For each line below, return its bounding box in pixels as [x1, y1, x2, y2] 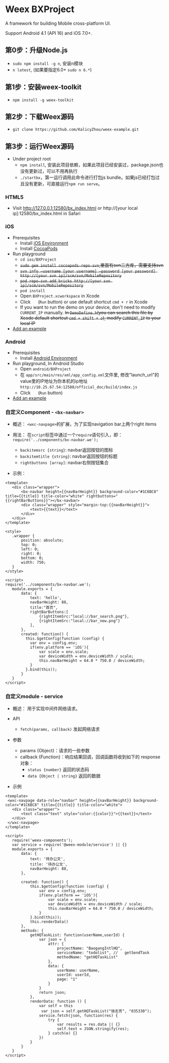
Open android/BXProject [20, 366, 71, 372]
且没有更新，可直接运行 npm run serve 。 [20, 181, 103, 187]
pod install [20, 288, 45, 294]
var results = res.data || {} [57, 1022, 121, 1027]
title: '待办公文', [30, 861, 68, 867]
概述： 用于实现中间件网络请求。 [12, 705, 80, 711]
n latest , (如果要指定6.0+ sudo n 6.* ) [12, 67, 92, 73]
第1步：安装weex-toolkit [5, 83, 82, 91]
